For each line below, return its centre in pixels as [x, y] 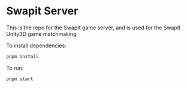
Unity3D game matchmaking [41, 34]
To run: [15, 68]
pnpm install [22, 56]
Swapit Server [42, 11]
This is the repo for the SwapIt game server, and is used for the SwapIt [93, 28]
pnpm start [20, 79]
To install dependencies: [37, 45]
